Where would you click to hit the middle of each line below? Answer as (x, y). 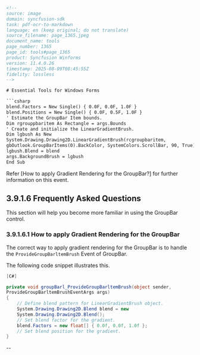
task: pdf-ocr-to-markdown (40, 24)
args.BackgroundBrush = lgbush (45, 156)
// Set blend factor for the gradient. (66, 320)
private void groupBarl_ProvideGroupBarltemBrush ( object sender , (89, 287)
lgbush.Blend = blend (33, 151)
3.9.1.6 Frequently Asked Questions (74, 199)
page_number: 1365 (29, 47)
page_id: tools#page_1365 (38, 52)
